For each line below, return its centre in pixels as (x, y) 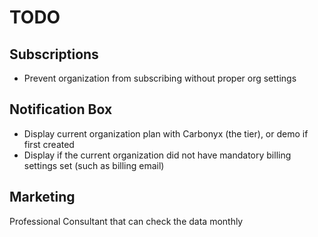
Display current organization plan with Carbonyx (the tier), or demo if (166, 133)
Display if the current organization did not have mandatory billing (157, 155)
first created (49, 144)
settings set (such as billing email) (94, 165)
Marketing (42, 197)
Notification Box (61, 109)
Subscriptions (54, 54)
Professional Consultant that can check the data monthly (126, 221)
